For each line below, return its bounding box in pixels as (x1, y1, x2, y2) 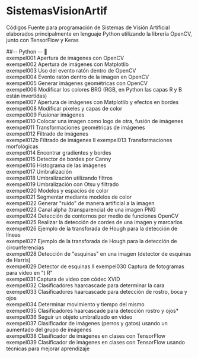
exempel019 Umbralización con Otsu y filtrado (6, 180, 119, 188)
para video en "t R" (6, 269, 53, 276)
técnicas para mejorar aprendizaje (6, 345, 90, 352)
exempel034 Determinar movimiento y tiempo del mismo (6, 300, 145, 307)
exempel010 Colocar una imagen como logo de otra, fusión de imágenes (6, 117, 184, 124)
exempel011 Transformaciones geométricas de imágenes (6, 124, 145, 131)
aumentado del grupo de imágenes (6, 326, 92, 333)
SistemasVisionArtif (6, 4, 108, 18)
